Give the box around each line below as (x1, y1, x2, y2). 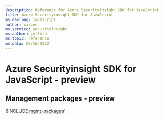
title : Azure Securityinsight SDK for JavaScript (5, 12, 114, 17)
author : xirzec (5, 22, 38, 27)
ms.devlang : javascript (5, 17, 56, 22)
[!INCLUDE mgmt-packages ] (5, 108, 66, 114)
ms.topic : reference (5, 36, 50, 42)
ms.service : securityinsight (5, 27, 68, 32)
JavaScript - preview (5, 74, 96, 85)
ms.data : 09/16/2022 (5, 41, 50, 46)
